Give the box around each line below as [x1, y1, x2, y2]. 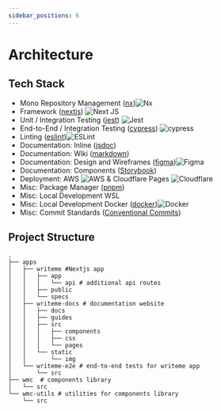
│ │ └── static [8, 348, 73, 356]
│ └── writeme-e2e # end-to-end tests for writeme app [8, 362, 200, 371]
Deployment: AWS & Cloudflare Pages [19, 173, 170, 183]
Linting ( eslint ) [19, 131, 67, 141]
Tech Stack [8, 77, 65, 91]
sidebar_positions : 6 [8, 11, 80, 20]
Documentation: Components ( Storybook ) [19, 166, 157, 175]
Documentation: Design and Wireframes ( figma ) [19, 157, 177, 166]
